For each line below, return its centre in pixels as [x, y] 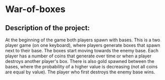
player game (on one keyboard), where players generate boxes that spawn [83, 45]
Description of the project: [47, 28]
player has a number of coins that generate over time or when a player [78, 56]
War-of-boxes [35, 9]
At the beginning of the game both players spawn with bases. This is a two [83, 40]
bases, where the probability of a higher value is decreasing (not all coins [81, 67]
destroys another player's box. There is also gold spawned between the [80, 61]
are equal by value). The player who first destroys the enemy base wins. [80, 72]
